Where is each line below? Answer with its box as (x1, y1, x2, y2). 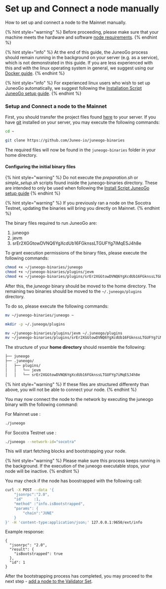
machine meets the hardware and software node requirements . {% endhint (5, 34, 157, 40)
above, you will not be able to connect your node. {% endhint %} (5, 387, 137, 393)
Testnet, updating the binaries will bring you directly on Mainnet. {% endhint (5, 205, 160, 211)
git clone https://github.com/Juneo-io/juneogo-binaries (5, 138, 125, 143)
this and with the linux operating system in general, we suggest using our (5, 65, 154, 71)
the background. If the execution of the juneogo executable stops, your (5, 463, 150, 469)
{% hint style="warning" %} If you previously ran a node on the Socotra (5, 200, 151, 206)
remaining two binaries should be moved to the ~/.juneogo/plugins (5, 288, 142, 294)
